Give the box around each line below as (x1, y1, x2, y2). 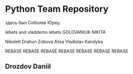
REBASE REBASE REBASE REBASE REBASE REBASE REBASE (5, 48, 129, 54)
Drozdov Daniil (5, 62, 51, 71)
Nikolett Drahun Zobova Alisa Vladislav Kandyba (5, 38, 103, 45)
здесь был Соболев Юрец (5, 20, 60, 25)
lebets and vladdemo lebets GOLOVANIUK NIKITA (5, 29, 106, 35)
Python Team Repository (5, 3, 109, 15)
